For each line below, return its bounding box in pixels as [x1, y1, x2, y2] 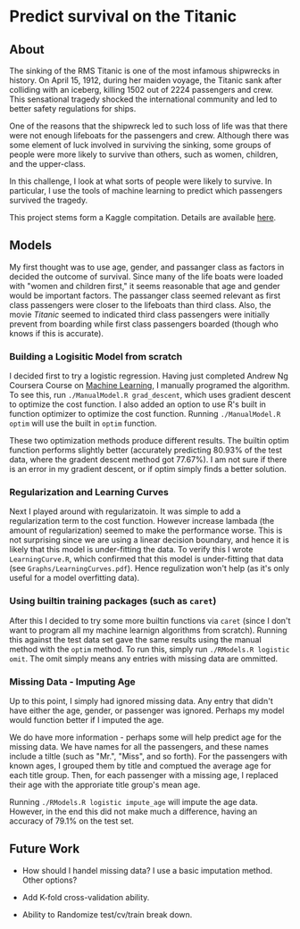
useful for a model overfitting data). [9, 573, 140, 584]
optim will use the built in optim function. [9, 418, 158, 429]
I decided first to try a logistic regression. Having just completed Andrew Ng [9, 370, 288, 381]
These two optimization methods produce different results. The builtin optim [9, 435, 289, 446]
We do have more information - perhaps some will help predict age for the [9, 732, 282, 742]
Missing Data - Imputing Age [9, 676, 136, 688]
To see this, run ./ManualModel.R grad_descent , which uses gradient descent [9, 390, 291, 401]
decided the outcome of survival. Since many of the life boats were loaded [9, 270, 284, 282]
